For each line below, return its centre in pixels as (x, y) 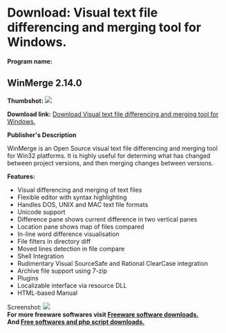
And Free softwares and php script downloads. (76, 322)
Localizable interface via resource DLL (72, 285)
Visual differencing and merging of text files (79, 190)
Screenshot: (25, 307)
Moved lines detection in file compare (71, 249)
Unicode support (41, 212)
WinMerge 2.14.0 (45, 83)
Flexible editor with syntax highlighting (72, 197)
